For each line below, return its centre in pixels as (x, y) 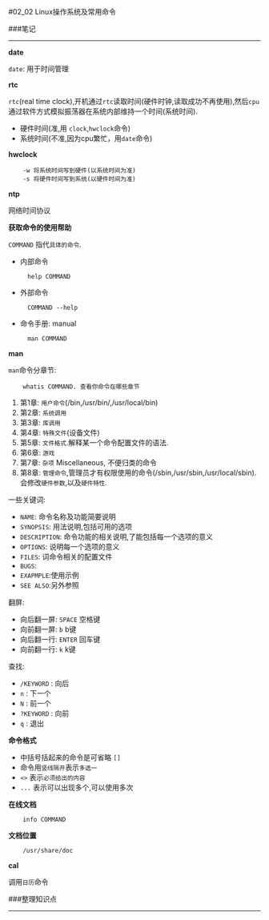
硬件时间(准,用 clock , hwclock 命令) (75, 128)
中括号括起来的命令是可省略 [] (70, 757)
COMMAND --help (53, 307)
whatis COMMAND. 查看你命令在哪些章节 (81, 387)
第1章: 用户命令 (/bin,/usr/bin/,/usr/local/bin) (89, 402)
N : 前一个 (35, 703)
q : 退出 (32, 723)
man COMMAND (47, 339)
